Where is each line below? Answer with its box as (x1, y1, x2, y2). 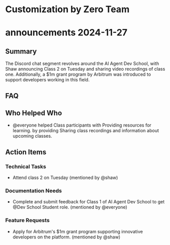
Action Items (5, 147, 47, 156)
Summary (5, 47, 37, 55)
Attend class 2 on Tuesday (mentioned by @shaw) (12, 174, 118, 181)
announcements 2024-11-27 (5, 27, 128, 39)
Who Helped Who (5, 108, 62, 117)
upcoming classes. (12, 133, 52, 139)
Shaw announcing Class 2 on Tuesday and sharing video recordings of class (5, 66, 165, 72)
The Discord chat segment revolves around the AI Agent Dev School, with (5, 60, 159, 67)
